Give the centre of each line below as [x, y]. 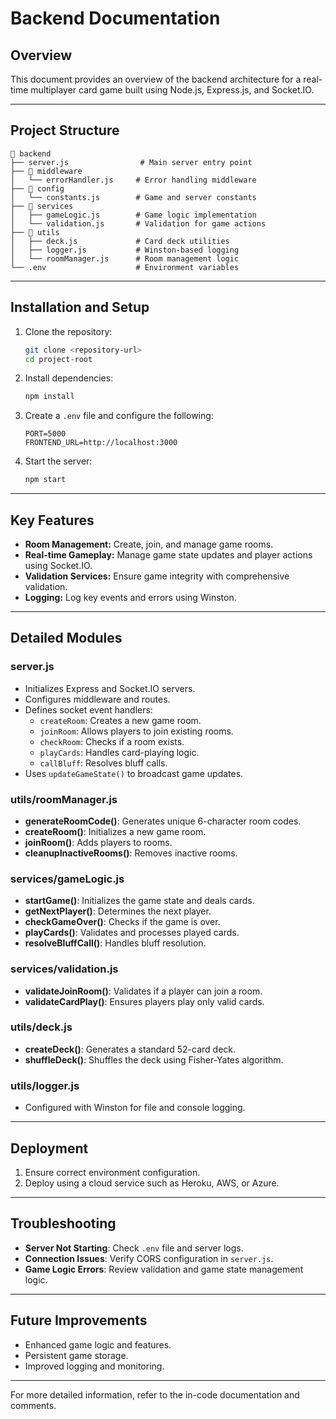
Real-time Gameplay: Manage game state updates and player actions [168, 554]
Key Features [52, 520]
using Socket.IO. [58, 565]
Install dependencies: [69, 378]
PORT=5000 [45, 434]
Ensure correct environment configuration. [112, 1172]
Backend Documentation [115, 18]
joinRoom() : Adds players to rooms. [98, 842]
